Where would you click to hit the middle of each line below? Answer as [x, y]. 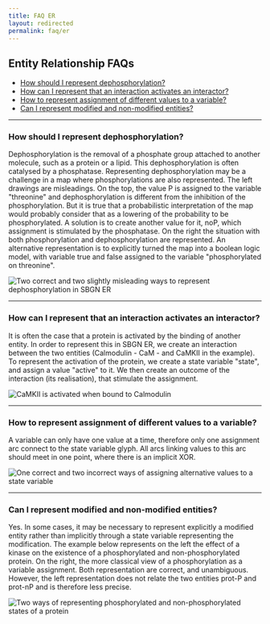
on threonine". [32, 266]
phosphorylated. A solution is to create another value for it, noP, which [125, 223]
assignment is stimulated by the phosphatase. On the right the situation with [134, 231]
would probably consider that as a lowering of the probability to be [119, 214]
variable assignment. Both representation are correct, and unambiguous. [129, 570]
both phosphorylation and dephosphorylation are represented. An [117, 240]
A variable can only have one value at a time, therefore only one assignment [134, 440]
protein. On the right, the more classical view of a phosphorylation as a [125, 561]
